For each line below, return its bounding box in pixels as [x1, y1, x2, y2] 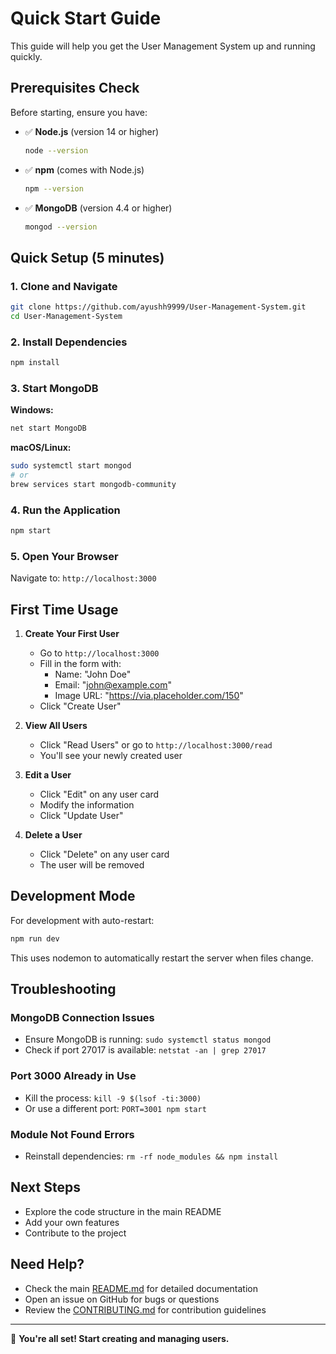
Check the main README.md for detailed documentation [24, 1282, 258, 1294]
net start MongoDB [10, 423, 87, 434]
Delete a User [24, 829, 83, 841]
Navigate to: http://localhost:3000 [10, 572, 157, 584]
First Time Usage [10, 601, 119, 618]
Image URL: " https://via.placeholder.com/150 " [54, 690, 244, 702]
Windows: [10, 404, 54, 416]
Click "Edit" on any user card [39, 788, 160, 801]
